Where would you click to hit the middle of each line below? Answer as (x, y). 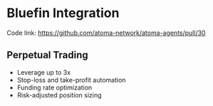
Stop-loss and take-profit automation (71, 80)
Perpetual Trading (47, 55)
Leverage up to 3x (44, 72)
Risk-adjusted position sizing (59, 95)
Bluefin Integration (63, 13)
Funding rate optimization (54, 88)
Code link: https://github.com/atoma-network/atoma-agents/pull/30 (106, 33)
